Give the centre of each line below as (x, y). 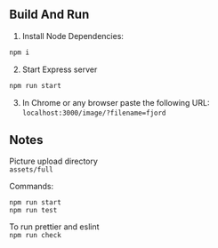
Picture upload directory (53, 161)
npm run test (33, 211)
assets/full (31, 170)
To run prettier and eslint (54, 227)
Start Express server (60, 69)
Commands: (32, 187)
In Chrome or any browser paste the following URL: (116, 102)
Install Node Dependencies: (73, 36)
